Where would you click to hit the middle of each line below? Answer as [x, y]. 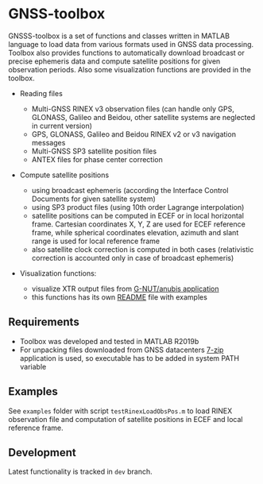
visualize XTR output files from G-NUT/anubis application [126, 288]
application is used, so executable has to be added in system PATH [130, 358]
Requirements [44, 322]
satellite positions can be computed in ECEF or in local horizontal [138, 215]
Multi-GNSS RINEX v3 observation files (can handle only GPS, [133, 109]
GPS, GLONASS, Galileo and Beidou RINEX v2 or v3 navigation [134, 134]
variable [33, 366]
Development [43, 453]
